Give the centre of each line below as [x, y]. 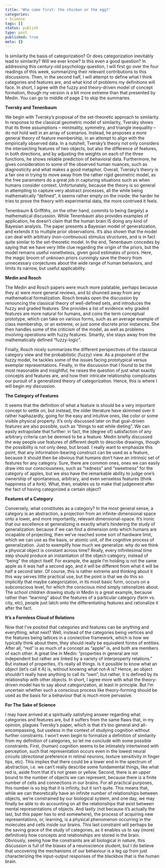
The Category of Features [32, 395]
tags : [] [14, 23]
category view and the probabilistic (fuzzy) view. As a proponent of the [77, 355]
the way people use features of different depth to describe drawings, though [82, 442]
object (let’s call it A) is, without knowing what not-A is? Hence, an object [79, 669]
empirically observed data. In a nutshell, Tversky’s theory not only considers [82, 143]
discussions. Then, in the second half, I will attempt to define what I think [79, 77]
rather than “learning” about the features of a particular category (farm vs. [80, 597]
